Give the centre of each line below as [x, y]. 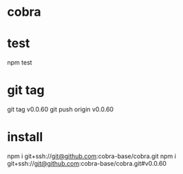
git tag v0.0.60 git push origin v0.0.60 [61, 109]
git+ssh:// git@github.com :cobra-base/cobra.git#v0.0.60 [87, 163]
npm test [20, 63]
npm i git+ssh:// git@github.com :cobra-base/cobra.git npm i [92, 156]
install [25, 137]
